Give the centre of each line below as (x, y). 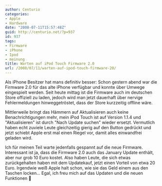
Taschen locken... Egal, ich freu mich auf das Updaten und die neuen (74, 173)
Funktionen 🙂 (18, 178)
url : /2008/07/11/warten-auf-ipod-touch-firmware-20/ (61, 68)
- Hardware (16, 23)
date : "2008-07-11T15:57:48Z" (36, 28)
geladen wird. (19, 138)
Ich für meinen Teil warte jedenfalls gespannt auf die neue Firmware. (74, 147)
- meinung (15, 59)
